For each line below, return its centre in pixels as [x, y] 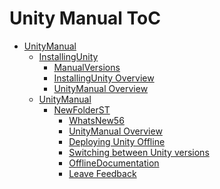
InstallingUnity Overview [104, 78]
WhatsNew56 [96, 120]
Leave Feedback [102, 173]
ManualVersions [87, 67]
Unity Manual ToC [85, 18]
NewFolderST [82, 109]
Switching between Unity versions [139, 152]
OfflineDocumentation [114, 163]
